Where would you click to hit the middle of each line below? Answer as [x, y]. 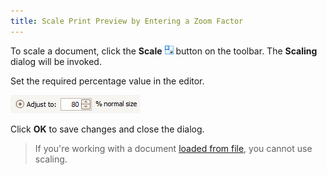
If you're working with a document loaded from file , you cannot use [173, 148]
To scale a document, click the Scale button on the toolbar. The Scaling [164, 51]
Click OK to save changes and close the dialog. [107, 129]
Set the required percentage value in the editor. [107, 81]
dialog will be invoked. [56, 61]
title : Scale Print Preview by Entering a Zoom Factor [127, 21]
